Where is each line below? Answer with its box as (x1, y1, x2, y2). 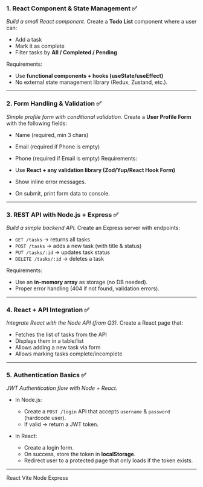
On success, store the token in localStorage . (24, 451, 136, 458)
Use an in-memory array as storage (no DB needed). (14, 278, 148, 285)
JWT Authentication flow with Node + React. (6, 384, 118, 392)
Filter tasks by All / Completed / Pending (14, 49, 118, 56)
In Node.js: (14, 396, 42, 404)
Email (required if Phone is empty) (14, 143, 100, 150)
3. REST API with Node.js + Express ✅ (6, 210, 119, 218)
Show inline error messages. (14, 178, 86, 185)
